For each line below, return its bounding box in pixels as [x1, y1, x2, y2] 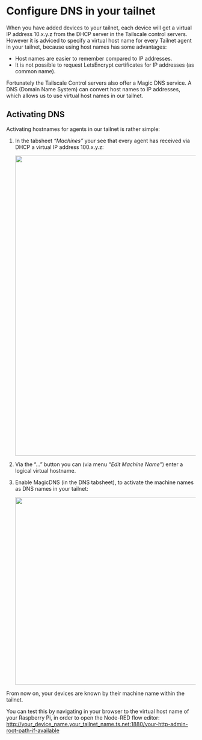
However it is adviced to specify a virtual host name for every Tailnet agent [6, 37, 192, 44]
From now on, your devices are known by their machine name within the [6, 690, 185, 697]
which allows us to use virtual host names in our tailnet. [6, 92, 144, 99]
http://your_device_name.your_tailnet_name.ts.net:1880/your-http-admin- [6, 720, 188, 727]
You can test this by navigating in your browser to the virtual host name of [6, 708, 189, 715]
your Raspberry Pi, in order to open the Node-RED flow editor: [6, 714, 161, 721]
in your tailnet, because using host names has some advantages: [6, 43, 167, 50]
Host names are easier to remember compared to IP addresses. [14, 55, 173, 62]
